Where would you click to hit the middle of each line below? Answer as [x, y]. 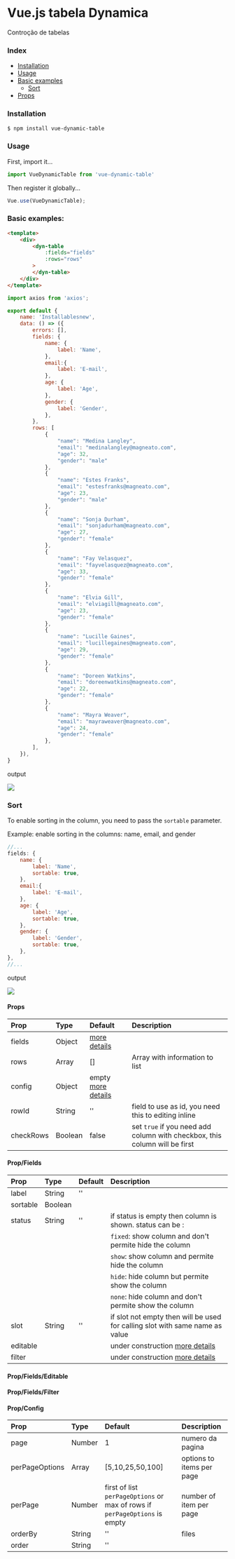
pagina [193, 1447]
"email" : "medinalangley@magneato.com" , [117, 447]
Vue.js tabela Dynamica [78, 13]
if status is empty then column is [163, 1216]
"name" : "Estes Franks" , [93, 480]
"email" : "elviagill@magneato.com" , [111, 604]
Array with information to [172, 1057]
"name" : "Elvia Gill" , [90, 598]
